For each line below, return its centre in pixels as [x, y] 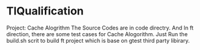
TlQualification [45, 11]
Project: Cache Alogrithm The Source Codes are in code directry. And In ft [100, 28]
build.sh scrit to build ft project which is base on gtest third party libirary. [98, 40]
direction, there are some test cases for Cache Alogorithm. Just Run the [97, 34]
